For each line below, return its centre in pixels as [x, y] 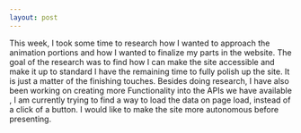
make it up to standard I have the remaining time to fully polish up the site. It [150, 71]
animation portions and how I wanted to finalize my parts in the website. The [150, 52]
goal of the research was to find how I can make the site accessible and [142, 62]
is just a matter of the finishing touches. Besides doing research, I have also [149, 80]
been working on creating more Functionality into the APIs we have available [150, 90]
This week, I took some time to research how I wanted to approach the [140, 43]
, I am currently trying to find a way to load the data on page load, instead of [150, 100]
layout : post [34, 17]
